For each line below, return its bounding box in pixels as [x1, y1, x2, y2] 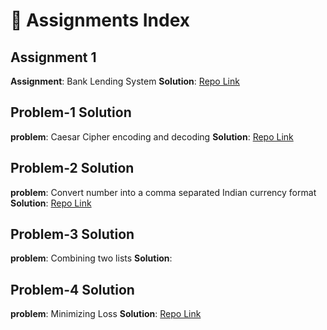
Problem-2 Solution [10, 160, 135, 177]
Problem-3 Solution [10, 226, 135, 243]
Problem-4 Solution [10, 281, 135, 298]
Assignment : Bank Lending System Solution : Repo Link [10, 75, 240, 87]
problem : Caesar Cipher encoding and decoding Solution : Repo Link [10, 130, 294, 143]
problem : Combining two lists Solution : [10, 252, 173, 264]
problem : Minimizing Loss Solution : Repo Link [10, 308, 202, 320]
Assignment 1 [10, 49, 97, 66]
